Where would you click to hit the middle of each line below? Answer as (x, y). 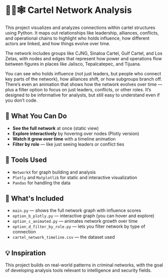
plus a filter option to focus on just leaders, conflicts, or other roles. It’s (78, 89)
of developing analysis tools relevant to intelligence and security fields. (78, 270)
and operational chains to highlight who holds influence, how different (77, 38)
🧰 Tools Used (26, 160)
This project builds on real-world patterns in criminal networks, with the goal (84, 265)
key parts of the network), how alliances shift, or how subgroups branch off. (83, 79)
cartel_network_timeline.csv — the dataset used (64, 237)
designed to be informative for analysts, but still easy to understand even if (82, 95)
